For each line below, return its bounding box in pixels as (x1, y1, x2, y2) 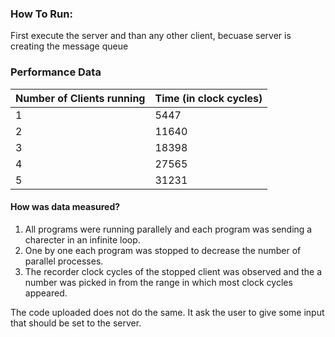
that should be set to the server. (10, 317, 142, 329)
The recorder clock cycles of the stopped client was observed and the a (24, 265, 323, 277)
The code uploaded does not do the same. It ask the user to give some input (10, 306, 325, 318)
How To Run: (10, 7, 73, 21)
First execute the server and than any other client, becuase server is (10, 30, 292, 42)
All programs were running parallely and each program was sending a (24, 223, 313, 235)
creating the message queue (10, 40, 129, 52)
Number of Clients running (15, 91, 146, 105)
